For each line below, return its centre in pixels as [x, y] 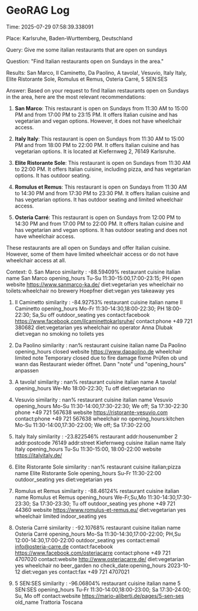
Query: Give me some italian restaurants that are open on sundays [87, 50]
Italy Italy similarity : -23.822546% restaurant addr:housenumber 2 [96, 436]
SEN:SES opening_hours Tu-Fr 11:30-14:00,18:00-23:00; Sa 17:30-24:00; [103, 589]
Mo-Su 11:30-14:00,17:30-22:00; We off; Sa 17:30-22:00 [82, 425]
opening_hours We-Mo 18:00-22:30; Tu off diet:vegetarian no [90, 388]
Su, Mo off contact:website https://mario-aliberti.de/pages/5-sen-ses [99, 596]
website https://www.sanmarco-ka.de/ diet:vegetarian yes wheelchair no [95, 284]
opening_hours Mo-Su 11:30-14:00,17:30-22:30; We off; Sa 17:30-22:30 [101, 406]
